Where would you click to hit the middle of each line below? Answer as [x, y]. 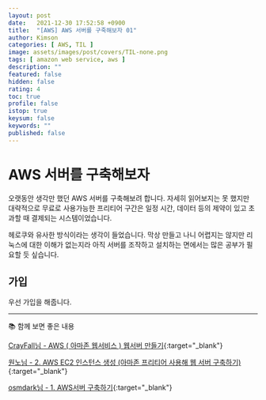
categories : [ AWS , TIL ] [51, 45]
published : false [37, 133]
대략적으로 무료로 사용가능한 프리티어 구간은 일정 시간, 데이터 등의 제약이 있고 [127, 208]
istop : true [28, 111]
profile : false [33, 104]
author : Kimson [33, 38]
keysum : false [32, 119]
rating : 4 [25, 89]
